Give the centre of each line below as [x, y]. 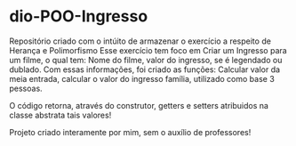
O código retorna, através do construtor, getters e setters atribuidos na [139, 105]
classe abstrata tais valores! [60, 115]
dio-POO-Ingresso [79, 16]
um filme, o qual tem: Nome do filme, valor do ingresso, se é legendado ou [146, 60]
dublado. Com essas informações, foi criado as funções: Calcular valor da [145, 69]
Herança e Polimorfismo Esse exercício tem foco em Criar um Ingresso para [148, 50]
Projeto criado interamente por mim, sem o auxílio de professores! [130, 132]
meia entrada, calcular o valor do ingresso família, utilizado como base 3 [142, 78]
